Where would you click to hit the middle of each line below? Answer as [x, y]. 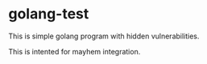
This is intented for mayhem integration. [75, 51]
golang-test [49, 14]
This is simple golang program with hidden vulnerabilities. [104, 36]
